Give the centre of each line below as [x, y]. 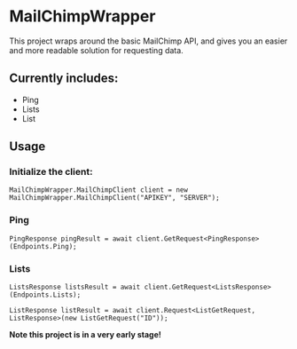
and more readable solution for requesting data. [96, 50]
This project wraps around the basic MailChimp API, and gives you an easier [148, 41]
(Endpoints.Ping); [43, 246]
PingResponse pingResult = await [71, 238]
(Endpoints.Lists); [45, 295]
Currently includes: [64, 79]
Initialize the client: [51, 172]
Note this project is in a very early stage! [85, 335]
